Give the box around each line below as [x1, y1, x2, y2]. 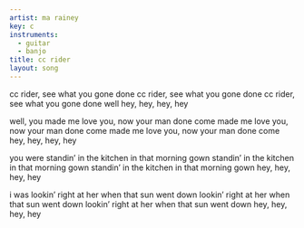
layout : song [9, 64, 59, 73]
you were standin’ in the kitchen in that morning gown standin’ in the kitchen [9, 152, 295, 163]
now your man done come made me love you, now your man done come [9, 125, 280, 136]
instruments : [9, 30, 59, 39]
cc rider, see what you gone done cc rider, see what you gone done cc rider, [9, 88, 295, 100]
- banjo [17, 47, 47, 56]
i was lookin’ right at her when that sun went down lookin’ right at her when [9, 189, 290, 200]
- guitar [17, 38, 51, 48]
